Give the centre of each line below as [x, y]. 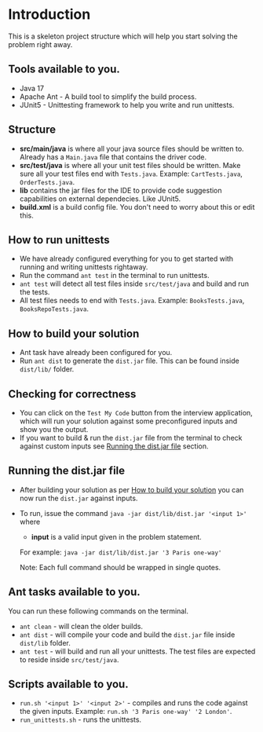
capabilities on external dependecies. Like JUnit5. [100, 199]
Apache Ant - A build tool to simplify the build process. [108, 97]
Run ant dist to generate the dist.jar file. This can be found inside [129, 361]
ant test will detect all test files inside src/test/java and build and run [134, 284]
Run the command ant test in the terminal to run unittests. [114, 276]
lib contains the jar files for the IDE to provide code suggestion [121, 190]
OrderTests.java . [47, 181]
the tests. [35, 292]
